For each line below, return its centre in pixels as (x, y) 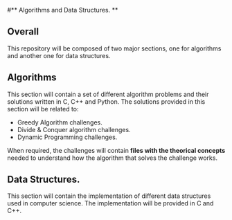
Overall (23, 31)
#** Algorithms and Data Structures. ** (63, 10)
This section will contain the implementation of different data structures (109, 196)
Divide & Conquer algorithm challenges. (74, 129)
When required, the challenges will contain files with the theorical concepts (116, 150)
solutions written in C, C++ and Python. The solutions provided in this (106, 101)
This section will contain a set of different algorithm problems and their (108, 94)
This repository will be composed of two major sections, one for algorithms (114, 48)
